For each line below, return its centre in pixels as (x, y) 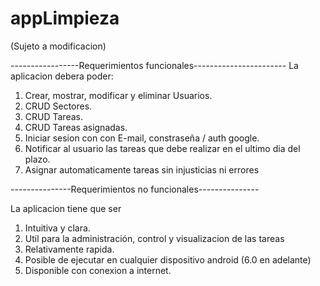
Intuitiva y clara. (57, 228)
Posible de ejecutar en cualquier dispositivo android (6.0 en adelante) (168, 259)
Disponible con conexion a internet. (98, 270)
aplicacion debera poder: (62, 76)
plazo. (37, 159)
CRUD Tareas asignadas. (76, 127)
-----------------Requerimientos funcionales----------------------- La (154, 65)
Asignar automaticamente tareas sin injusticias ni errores (142, 169)
